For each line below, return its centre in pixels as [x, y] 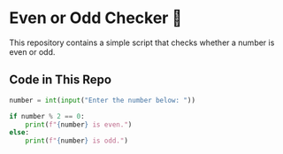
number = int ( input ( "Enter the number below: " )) [103, 100]
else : [19, 133]
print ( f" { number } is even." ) [79, 124]
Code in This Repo [61, 80]
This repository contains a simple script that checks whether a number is [142, 42]
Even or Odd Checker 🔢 [96, 18]
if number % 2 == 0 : [47, 116]
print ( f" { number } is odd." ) [76, 141]
